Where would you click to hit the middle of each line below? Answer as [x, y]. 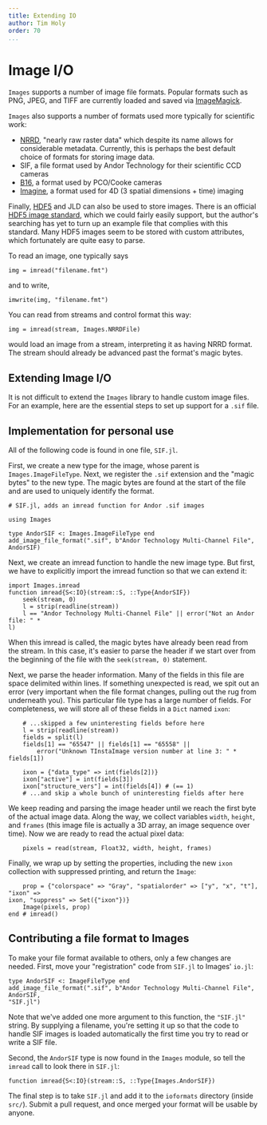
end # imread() [33, 914]
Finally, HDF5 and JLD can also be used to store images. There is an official [132, 207]
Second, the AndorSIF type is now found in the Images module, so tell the [127, 1057]
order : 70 [25, 30]
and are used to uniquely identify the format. [81, 491]
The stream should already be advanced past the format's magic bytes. [126, 353]
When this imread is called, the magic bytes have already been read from [128, 642]
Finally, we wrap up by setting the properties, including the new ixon [120, 863]
